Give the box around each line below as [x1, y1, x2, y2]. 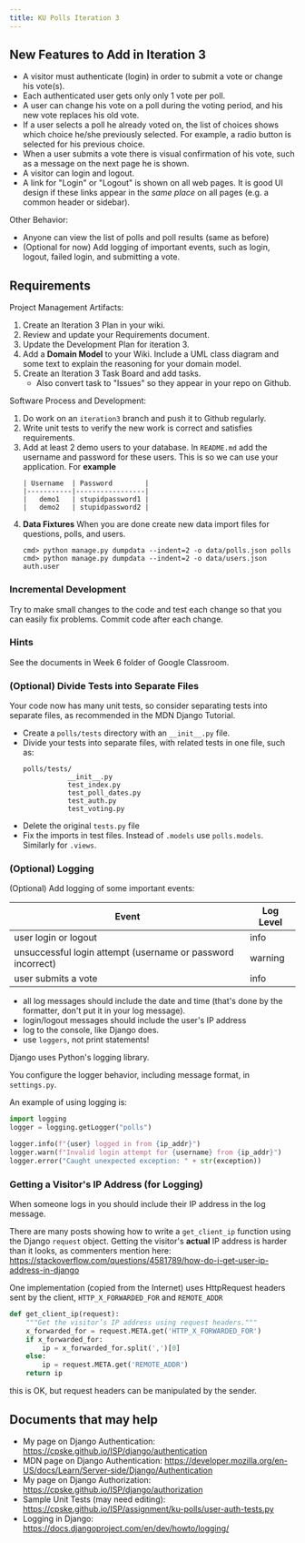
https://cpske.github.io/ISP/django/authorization [22, 1484, 203, 1495]
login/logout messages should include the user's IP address [22, 1015, 247, 1026]
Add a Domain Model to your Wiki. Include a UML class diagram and [22, 349, 280, 360]
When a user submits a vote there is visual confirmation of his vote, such [22, 148, 295, 159]
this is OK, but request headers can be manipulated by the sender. [9, 1386, 257, 1396]
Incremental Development [9, 584, 127, 596]
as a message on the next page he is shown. [22, 158, 190, 169]
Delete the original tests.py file [22, 820, 141, 831]
